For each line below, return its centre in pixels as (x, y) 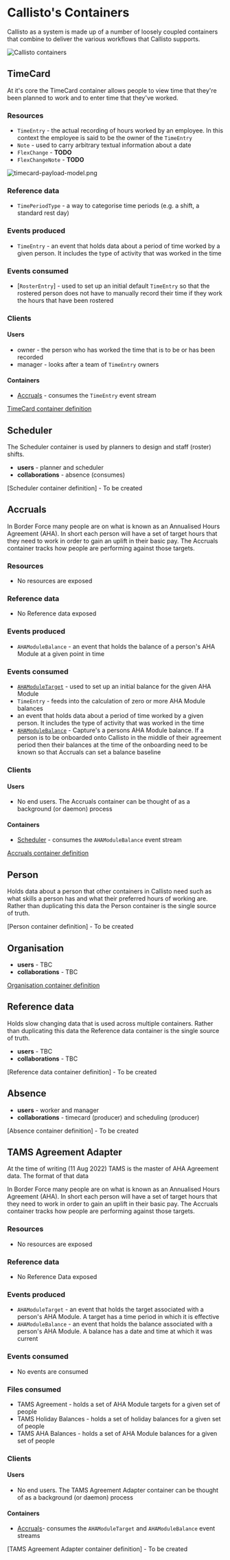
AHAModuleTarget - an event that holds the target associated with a (110, 1309)
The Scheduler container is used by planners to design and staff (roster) (109, 447)
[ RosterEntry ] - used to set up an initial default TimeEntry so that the (113, 286)
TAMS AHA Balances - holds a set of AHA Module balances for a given (117, 1433)
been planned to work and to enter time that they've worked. (93, 98)
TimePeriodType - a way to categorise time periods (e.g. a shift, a (108, 206)
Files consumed (34, 1389)
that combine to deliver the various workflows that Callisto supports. (104, 38)
